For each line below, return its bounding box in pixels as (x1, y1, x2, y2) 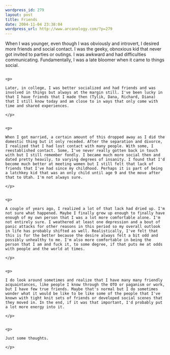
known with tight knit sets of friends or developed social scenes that (5, 296, 163, 301)
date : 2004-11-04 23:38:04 (5, 21, 63, 27)
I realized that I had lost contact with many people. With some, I (5, 144, 154, 149)
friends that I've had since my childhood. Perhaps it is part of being (5, 166, 163, 171)
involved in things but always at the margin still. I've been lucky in (5, 90, 163, 95)
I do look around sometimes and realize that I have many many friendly (5, 278, 163, 283)
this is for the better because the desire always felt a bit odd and (5, 233, 158, 238)
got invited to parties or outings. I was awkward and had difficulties (5, 52, 147, 58)
